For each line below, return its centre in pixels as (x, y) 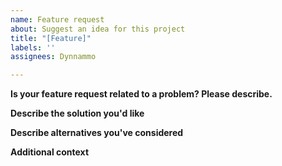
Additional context (50, 152)
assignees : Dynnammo (53, 57)
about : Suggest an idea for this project (98, 29)
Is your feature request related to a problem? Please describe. (141, 94)
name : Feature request (57, 19)
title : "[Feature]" (51, 38)
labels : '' (33, 47)
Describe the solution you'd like (77, 113)
